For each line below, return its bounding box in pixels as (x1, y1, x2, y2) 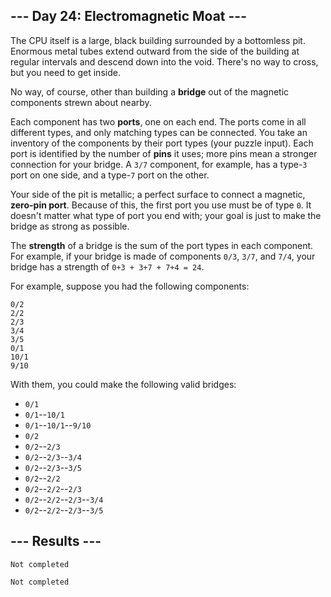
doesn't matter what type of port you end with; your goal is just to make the (10, 209, 322, 221)
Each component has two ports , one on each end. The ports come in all (10, 115, 307, 128)
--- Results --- (10, 533, 102, 550)
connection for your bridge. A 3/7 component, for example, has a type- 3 (10, 158, 308, 170)
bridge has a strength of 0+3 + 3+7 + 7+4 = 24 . (10, 260, 205, 273)
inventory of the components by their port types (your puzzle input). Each (10, 137, 314, 149)
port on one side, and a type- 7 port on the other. (10, 169, 210, 181)
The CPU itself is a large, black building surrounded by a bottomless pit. (10, 34, 306, 46)
